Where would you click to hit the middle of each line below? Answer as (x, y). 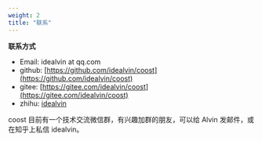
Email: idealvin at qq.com (60, 61)
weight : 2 (24, 15)
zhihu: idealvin (43, 103)
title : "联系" (30, 23)
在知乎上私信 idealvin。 (46, 129)
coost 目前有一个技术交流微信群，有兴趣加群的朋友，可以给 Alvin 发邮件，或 (131, 119)
